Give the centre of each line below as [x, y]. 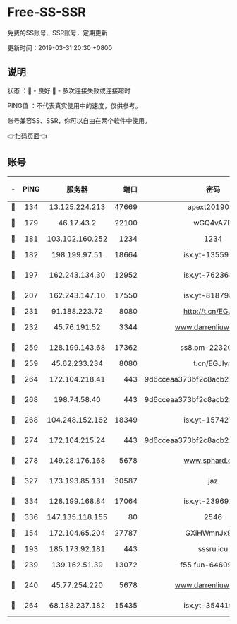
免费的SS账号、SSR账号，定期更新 [57, 33]
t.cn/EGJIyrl [213, 363]
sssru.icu [213, 548]
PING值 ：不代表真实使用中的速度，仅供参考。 [74, 105]
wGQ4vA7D [213, 223]
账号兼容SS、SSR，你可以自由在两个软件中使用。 [79, 120]
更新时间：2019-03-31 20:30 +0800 [60, 47]
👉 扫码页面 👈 [28, 136]
